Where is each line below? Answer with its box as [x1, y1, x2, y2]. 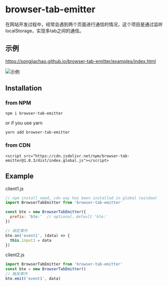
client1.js [5, 185, 24, 192]
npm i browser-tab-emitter [5, 111, 63, 116]
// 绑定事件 [5, 228, 28, 233]
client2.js [5, 252, 25, 258]
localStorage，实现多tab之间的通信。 [5, 27, 84, 34]
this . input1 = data [10, 238, 52, 243]
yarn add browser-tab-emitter [5, 130, 70, 135]
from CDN [5, 142, 31, 149]
